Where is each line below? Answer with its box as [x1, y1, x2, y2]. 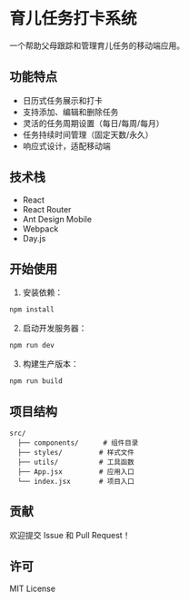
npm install [9, 305, 55, 314]
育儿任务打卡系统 [9, 8, 138, 29]
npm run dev [9, 341, 55, 350]
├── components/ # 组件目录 [17, 438, 139, 448]
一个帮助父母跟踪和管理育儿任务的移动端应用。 [9, 40, 184, 51]
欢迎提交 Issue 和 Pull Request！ [9, 529, 131, 540]
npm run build [9, 377, 64, 386]
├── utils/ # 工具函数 [17, 458, 134, 467]
